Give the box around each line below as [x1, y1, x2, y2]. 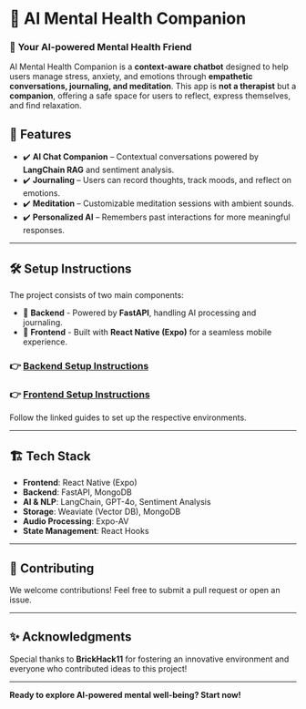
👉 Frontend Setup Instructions [9, 387, 150, 400]
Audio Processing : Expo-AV [22, 516, 129, 527]
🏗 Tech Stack [9, 448, 91, 464]
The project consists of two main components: [9, 290, 184, 301]
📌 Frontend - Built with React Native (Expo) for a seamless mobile [22, 327, 272, 338]
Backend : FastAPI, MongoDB [22, 487, 132, 498]
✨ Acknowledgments [9, 629, 132, 645]
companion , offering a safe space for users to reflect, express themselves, [9, 90, 291, 101]
